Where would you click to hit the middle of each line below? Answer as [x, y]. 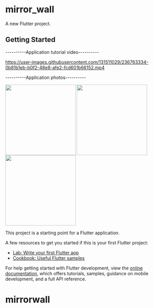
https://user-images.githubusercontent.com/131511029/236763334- [77, 62]
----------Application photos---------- [46, 77]
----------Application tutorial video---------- [52, 52]
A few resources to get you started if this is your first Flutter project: [77, 242]
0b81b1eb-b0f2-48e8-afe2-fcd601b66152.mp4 [55, 67]
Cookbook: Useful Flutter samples [49, 258]
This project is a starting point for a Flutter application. [62, 233]
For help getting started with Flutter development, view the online [74, 268]
